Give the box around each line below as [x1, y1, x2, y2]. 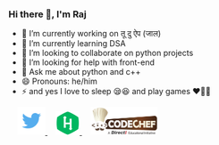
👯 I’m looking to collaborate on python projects [21, 48, 194, 59]
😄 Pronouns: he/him [21, 76, 97, 87]
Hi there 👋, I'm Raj [8, 8, 87, 20]
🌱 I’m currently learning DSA [21, 38, 126, 49]
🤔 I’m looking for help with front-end [21, 57, 156, 68]
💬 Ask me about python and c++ [21, 67, 141, 77]
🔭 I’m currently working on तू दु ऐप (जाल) [21, 28, 162, 39]
